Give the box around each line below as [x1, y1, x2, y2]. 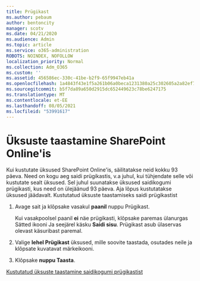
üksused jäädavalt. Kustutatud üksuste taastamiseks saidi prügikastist [6, 192, 177, 199]
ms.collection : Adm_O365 [6, 64, 68, 70]
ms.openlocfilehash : [6, 81, 58, 87]
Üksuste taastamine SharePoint [6, 134, 165, 148]
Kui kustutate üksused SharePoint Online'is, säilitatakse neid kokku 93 [6, 166, 178, 173]
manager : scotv [6, 25, 44, 32]
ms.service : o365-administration [6, 48, 89, 54]
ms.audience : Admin [6, 36, 55, 42]
